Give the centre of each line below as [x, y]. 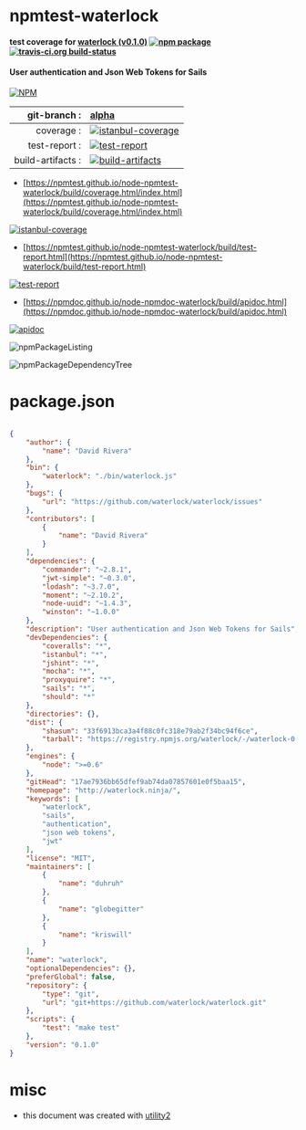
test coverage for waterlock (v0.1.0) [79, 41]
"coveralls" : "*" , [77, 646]
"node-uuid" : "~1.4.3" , [87, 603]
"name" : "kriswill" [95, 935]
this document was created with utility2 [97, 1115]
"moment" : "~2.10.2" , [83, 595]
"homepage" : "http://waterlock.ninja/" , [103, 790]
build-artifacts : [48, 160]
